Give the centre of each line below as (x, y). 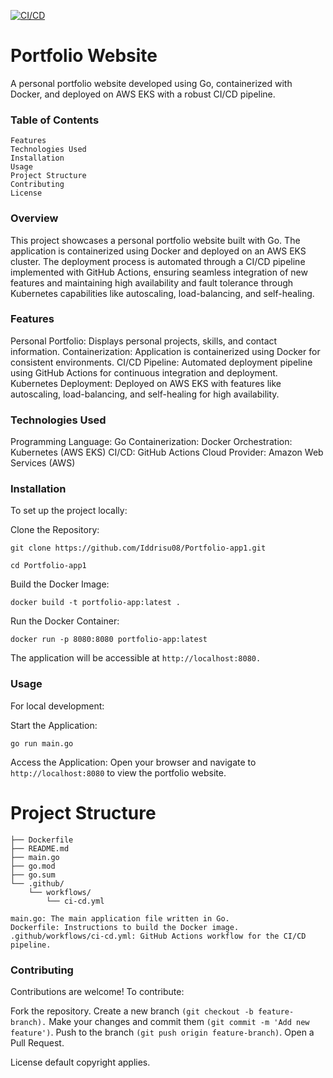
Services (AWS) (43, 463)
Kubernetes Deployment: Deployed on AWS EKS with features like (146, 383)
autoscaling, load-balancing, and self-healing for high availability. (145, 394)
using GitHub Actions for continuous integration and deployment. (144, 372)
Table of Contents (55, 120)
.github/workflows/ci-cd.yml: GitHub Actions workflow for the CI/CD (158, 936)
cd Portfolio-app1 (48, 566)
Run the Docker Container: (65, 621)
